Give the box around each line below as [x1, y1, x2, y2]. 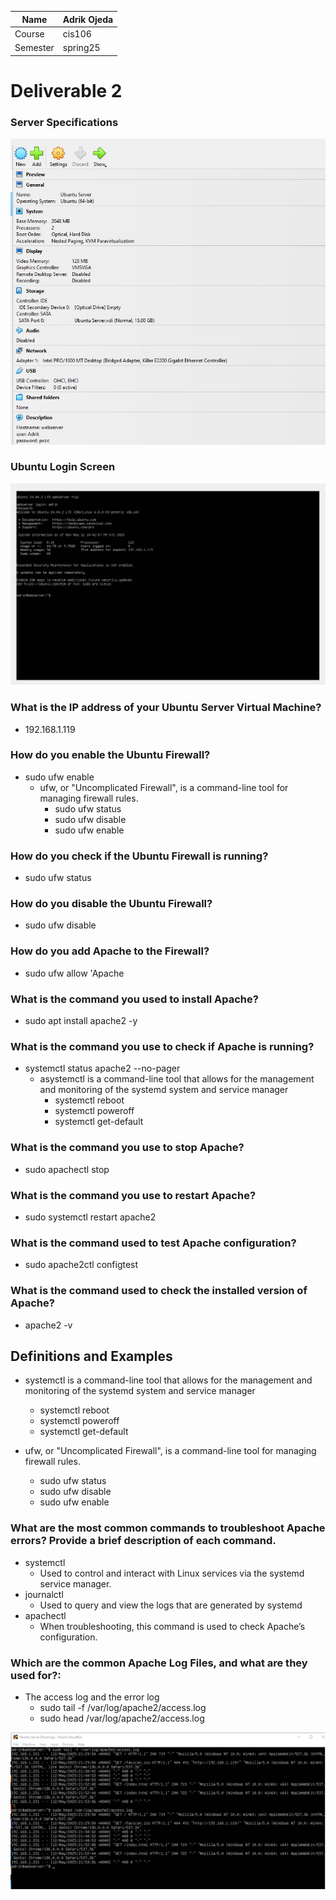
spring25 [62, 42, 101, 53]
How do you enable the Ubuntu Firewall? [10, 748, 211, 762]
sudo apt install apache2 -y [24, 1015, 138, 1027]
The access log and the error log [24, 1691, 160, 1703]
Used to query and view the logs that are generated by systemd [39, 1599, 303, 1611]
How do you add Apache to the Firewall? [10, 944, 210, 958]
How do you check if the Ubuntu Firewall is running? [10, 849, 269, 863]
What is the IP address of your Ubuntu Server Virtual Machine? [10, 701, 322, 715]
